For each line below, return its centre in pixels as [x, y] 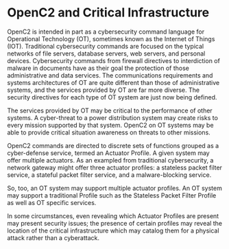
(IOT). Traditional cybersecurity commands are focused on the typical [106, 46]
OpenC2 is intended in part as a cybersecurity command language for [106, 32]
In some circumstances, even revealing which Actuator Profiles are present [113, 216]
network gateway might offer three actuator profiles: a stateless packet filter [115, 167]
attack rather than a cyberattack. [53, 237]
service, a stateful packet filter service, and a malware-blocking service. [109, 175]
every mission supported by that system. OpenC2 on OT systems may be [110, 125]
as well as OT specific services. [52, 202]
